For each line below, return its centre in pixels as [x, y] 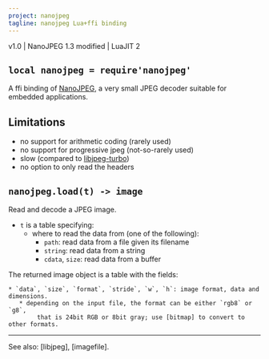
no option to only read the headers [77, 167]
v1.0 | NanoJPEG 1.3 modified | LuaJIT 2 [74, 46]
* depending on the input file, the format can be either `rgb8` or [135, 303]
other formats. [34, 324]
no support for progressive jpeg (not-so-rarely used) [107, 150]
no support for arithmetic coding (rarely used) [96, 142]
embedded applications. [48, 97]
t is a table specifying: [57, 224]
